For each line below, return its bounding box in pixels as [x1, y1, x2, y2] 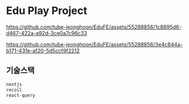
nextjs [6, 81, 22, 87]
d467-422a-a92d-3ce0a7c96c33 [6, 29, 87, 36]
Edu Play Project [6, 4, 87, 18]
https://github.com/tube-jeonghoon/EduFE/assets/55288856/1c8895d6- [6, 23, 182, 30]
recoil [6, 86, 22, 93]
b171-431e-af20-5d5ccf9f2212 [6, 47, 80, 54]
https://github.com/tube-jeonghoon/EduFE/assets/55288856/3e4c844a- [6, 41, 183, 48]
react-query [6, 92, 35, 98]
